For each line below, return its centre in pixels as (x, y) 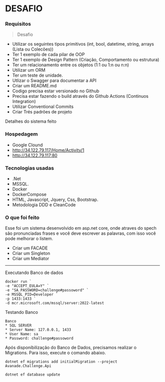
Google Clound (27, 145)
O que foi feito (22, 218)
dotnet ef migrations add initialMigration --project (61, 362)
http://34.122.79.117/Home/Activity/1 (48, 150)
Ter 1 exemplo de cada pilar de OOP (48, 55)
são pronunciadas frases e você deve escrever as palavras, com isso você (81, 233)
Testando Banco (22, 312)
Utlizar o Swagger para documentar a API (54, 81)
